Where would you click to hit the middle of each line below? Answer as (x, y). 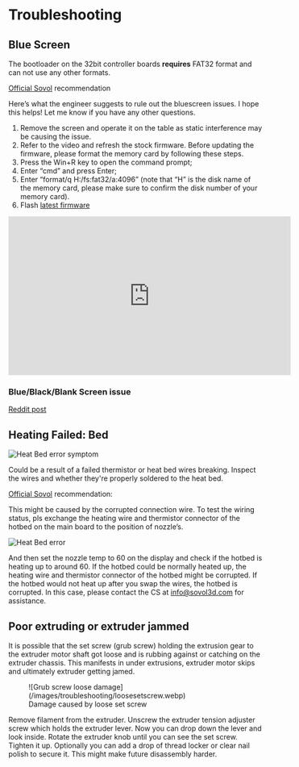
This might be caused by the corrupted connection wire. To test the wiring (132, 510)
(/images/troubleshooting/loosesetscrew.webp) (107, 695)
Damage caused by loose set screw (88, 704)
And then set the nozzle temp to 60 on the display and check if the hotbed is (135, 558)
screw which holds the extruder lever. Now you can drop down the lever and (135, 728)
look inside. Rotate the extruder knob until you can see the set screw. (123, 736)
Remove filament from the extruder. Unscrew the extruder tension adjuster (132, 719)
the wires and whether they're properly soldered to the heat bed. (116, 478)
